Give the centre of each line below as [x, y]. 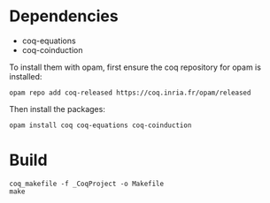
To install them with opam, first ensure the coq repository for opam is [135, 67]
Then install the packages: [58, 109]
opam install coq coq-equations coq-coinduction [100, 125]
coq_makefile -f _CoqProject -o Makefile [87, 184]
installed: [26, 76]
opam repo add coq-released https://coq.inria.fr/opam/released [130, 93]
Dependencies [64, 16]
